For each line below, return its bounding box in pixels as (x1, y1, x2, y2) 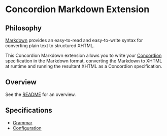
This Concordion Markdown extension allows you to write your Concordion (5, 52, 162, 58)
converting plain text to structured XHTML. (5, 43, 95, 49)
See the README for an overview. (5, 91, 76, 97)
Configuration (12, 125, 42, 131)
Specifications (5, 106, 52, 115)
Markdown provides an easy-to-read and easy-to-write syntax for (5, 37, 143, 43)
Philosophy (5, 24, 42, 32)
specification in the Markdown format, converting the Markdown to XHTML (5, 58, 162, 64)
